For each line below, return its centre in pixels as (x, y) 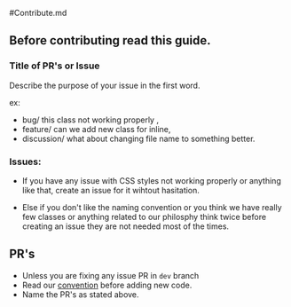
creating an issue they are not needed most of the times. (125, 226)
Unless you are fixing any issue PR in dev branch (110, 275)
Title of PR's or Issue (55, 66)
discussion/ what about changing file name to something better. (138, 138)
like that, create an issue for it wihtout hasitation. (110, 190)
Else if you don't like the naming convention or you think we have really (152, 207)
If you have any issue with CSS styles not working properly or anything (151, 180)
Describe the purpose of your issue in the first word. (105, 85)
